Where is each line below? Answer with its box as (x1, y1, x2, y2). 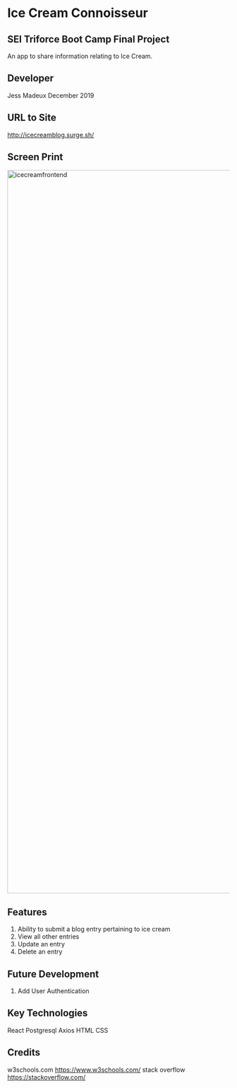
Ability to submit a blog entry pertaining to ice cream (17, 925, 171, 934)
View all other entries (17, 932, 80, 941)
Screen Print (7, 151, 63, 164)
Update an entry (17, 940, 66, 949)
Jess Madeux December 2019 (7, 91, 95, 100)
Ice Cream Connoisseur (7, 5, 148, 21)
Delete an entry (17, 947, 63, 956)
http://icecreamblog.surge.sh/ (7, 130, 95, 139)
